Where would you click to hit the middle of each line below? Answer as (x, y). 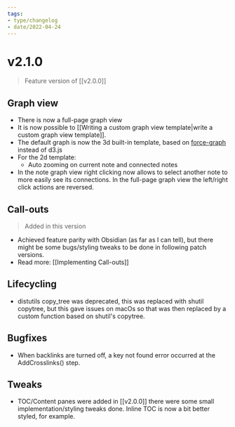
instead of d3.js (40, 150)
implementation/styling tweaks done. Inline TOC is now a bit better (114, 409)
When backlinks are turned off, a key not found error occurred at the (116, 355)
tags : (15, 14)
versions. (31, 254)
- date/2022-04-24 (34, 27)
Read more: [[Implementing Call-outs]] (73, 262)
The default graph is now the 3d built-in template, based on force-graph (122, 143)
